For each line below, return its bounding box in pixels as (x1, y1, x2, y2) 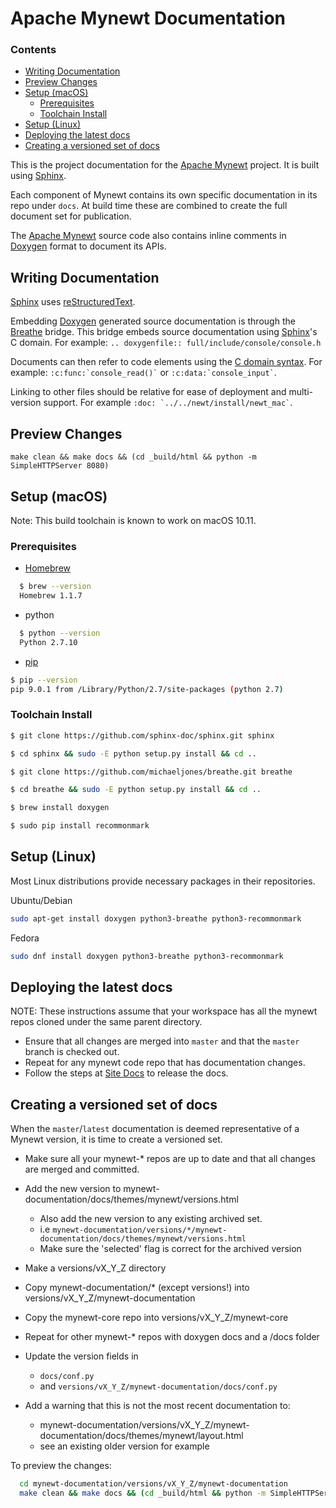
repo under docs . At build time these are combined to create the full (10, 200, 288, 212)
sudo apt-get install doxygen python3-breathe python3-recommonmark (10, 913, 302, 924)
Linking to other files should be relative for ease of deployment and (10, 386, 287, 398)
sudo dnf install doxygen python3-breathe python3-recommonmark (10, 951, 284, 961)
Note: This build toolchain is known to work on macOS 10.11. (10, 514, 257, 526)
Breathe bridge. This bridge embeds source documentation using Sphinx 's (10, 326, 318, 338)
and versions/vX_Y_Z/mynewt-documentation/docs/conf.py (39, 1380, 278, 1392)
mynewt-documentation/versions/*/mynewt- (52, 1225, 228, 1236)
